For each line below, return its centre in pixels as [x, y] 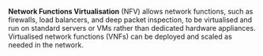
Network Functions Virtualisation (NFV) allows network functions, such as [131, 11]
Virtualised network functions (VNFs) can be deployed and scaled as [120, 36]
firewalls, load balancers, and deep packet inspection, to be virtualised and [130, 20]
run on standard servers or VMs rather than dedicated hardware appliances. [132, 28]
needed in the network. [46, 45]
